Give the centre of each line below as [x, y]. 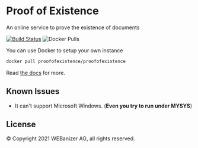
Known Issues [33, 91]
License [21, 125]
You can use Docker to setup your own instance [65, 50]
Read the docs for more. [36, 73]
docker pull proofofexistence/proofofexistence [66, 61]
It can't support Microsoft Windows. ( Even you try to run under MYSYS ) [103, 106]
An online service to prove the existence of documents [73, 27]
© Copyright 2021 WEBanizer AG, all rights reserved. [71, 138]
